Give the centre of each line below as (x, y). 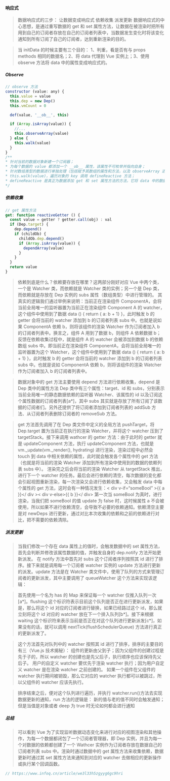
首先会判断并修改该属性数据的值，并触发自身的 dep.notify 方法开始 (87, 552)
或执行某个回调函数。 (40, 764)
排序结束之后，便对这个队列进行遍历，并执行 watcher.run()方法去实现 (90, 693)
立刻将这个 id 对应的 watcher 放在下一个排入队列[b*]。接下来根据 (86, 614)
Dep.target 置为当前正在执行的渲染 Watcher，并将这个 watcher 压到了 (90, 431)
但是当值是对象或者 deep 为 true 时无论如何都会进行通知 (76, 705)
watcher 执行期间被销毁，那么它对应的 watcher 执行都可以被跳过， (88, 676)
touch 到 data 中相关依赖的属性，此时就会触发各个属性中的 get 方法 (88, 456)
